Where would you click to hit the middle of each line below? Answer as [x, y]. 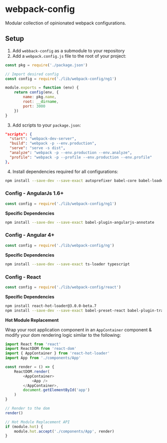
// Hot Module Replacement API [38, 422]
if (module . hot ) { [24, 427]
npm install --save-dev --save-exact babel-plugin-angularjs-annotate [80, 222]
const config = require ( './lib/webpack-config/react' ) [63, 287]
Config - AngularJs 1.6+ [35, 193]
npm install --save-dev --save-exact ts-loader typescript [68, 264]
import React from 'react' [33, 344]
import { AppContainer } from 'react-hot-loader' [58, 353]
